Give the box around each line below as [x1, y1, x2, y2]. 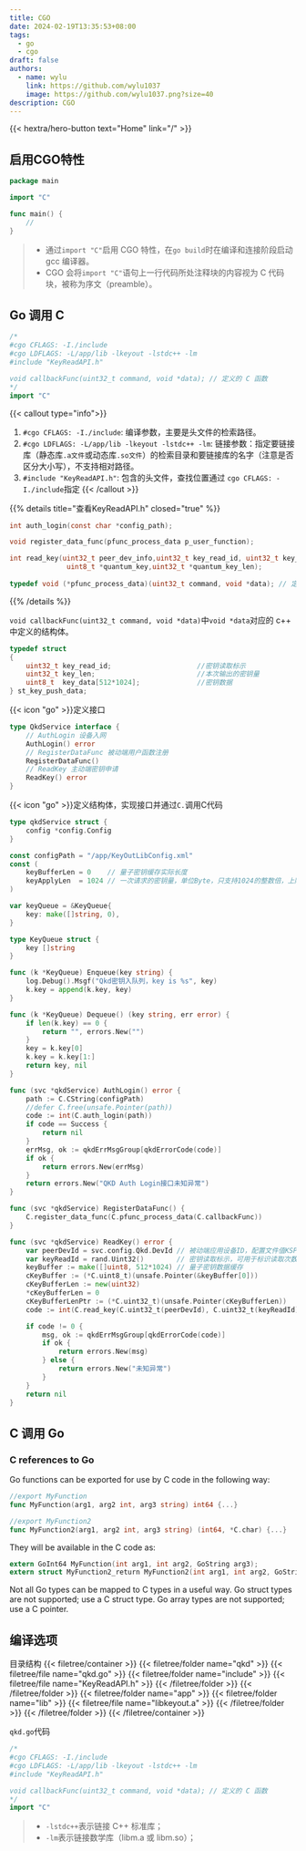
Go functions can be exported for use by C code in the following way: [9, 1474, 270, 1485]
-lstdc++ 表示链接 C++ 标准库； [45, 1821, 164, 1832]
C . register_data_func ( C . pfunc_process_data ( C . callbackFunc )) [25, 1213, 262, 1222]
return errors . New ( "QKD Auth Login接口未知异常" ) [25, 1179, 209, 1188]
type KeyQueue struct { [9, 935, 100, 944]
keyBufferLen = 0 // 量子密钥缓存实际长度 [25, 868, 189, 877]
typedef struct [9, 644, 67, 653]
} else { [42, 1356, 76, 1365]
